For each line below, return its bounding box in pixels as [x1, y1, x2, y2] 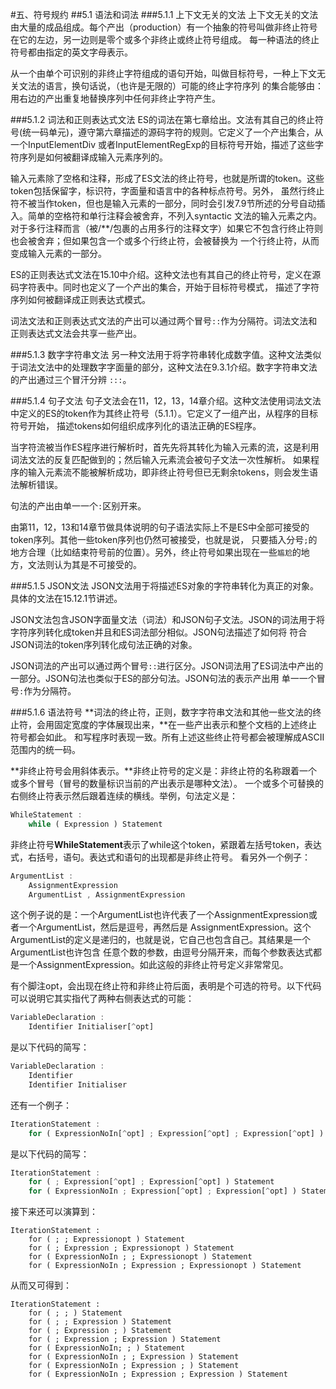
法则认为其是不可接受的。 [36, 559, 142, 570]
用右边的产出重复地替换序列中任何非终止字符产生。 [10, 93, 221, 104]
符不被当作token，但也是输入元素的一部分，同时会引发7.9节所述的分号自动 [10, 198, 317, 209]
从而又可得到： [10, 1279, 72, 1292]
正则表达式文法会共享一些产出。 [10, 328, 142, 339]
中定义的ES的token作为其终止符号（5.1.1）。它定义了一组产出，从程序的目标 [10, 408, 319, 419]
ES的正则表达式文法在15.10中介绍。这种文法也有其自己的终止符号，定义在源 [10, 269, 322, 280]
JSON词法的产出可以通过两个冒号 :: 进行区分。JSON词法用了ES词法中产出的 [10, 660, 324, 672]
